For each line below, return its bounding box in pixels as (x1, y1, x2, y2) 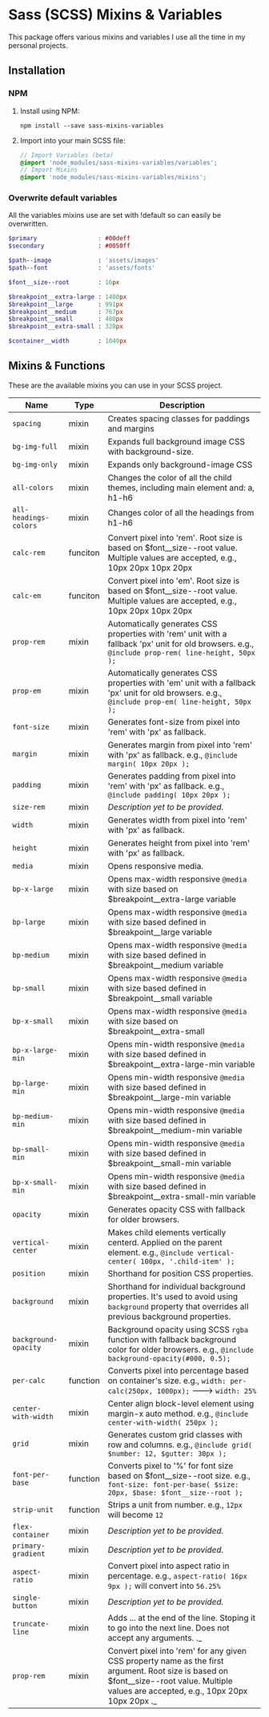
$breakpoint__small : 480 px (8, 315, 124, 324)
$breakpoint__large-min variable (107, 1092, 231, 1103)
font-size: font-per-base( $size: (107, 1480, 239, 1489)
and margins (107, 423, 155, 434)
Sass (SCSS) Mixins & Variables (8, 6, 223, 24)
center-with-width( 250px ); (107, 1417, 219, 1427)
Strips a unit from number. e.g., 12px (107, 1499, 243, 1510)
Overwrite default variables (8, 192, 118, 203)
